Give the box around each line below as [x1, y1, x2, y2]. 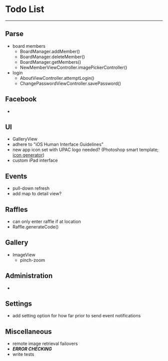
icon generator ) [12, 152, 45, 158]
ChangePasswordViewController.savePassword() [19, 80, 121, 86]
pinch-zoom [19, 257, 45, 263]
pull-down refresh [12, 185, 50, 191]
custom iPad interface [12, 157, 58, 164]
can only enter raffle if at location [12, 218, 81, 224]
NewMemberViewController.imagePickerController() [19, 64, 127, 70]
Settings [5, 300, 32, 308]
